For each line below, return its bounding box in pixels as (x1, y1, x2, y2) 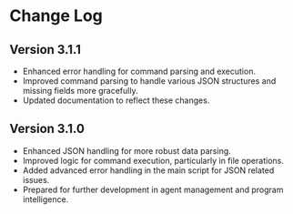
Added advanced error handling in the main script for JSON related (22, 165, 275, 176)
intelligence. (22, 193, 69, 205)
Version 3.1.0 (9, 121, 85, 137)
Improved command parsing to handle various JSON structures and (22, 76, 277, 87)
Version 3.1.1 (9, 42, 82, 57)
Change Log (9, 5, 103, 26)
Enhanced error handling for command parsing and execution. (22, 66, 257, 76)
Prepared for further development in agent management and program (22, 184, 284, 195)
